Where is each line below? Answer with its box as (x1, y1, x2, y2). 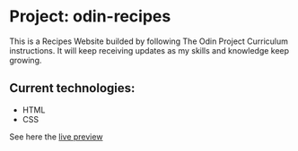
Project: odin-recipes (9, 6, 171, 27)
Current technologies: (9, 80, 136, 96)
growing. (9, 55, 42, 65)
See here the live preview (9, 131, 103, 142)
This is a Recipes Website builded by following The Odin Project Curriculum (9, 36, 289, 46)
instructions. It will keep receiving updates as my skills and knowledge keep (9, 45, 290, 55)
